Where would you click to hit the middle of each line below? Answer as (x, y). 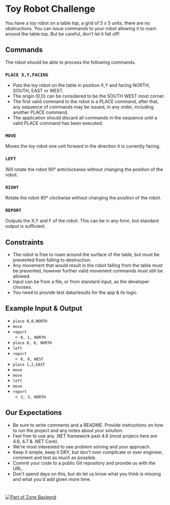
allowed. (21, 276)
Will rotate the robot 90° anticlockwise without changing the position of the (84, 169)
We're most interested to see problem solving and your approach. (82, 446)
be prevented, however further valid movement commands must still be (88, 271)
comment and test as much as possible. (55, 458)
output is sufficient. (26, 226)
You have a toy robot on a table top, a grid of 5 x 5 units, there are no (78, 23)
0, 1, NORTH (33, 337)
